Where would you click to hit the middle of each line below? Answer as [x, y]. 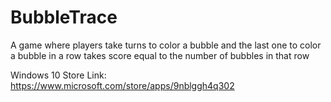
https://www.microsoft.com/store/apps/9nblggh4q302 [122, 85]
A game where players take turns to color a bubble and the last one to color [166, 45]
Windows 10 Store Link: [58, 75]
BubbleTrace [64, 17]
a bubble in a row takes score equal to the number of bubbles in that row [160, 55]
